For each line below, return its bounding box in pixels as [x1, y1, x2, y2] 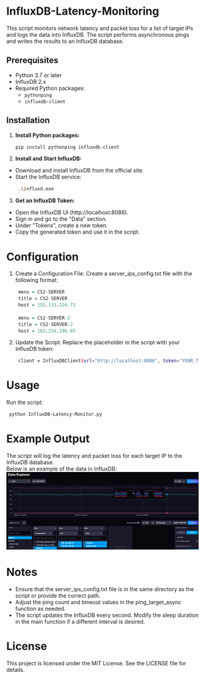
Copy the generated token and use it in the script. [15, 228, 140, 236]
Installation [6, 115, 50, 126]
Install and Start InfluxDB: [15, 155, 82, 163]
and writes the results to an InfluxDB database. [6, 37, 124, 45]
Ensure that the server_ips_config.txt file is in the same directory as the [15, 586, 194, 593]
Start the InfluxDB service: [15, 173, 82, 181]
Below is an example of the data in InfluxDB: [6, 465, 117, 472]
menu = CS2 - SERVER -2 [18, 315, 71, 321]
